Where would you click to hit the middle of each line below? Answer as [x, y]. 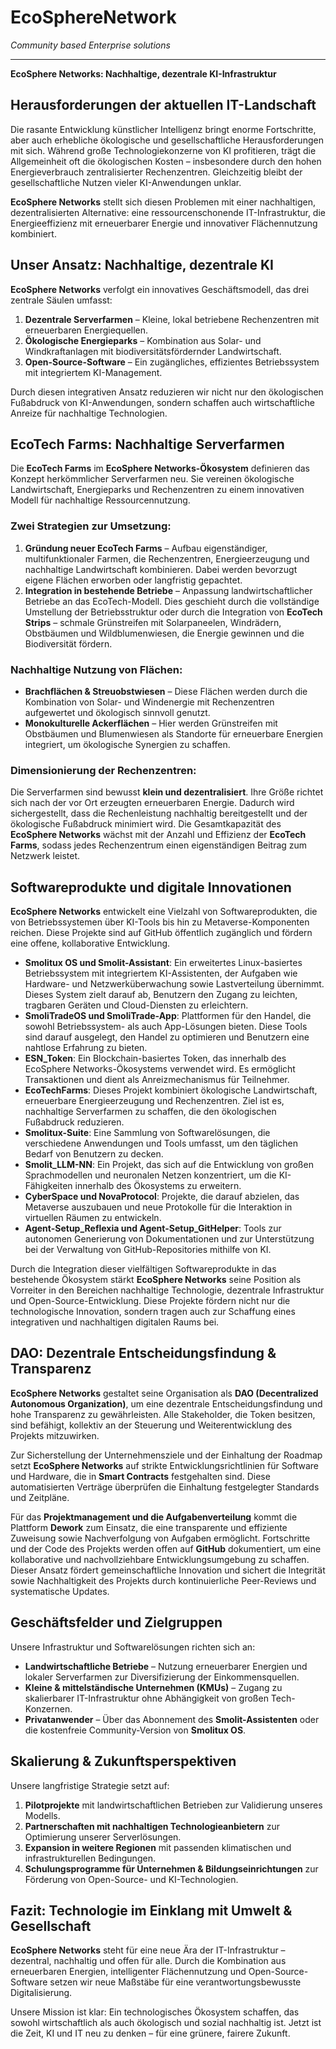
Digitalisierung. [41, 1993]
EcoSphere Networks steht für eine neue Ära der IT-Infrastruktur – [148, 1950]
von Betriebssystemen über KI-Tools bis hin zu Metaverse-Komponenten [160, 922]
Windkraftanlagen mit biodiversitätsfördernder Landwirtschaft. [153, 351]
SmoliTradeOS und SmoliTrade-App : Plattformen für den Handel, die [168, 1016]
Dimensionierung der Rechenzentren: [103, 770]
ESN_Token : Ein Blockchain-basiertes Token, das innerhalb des [155, 1058]
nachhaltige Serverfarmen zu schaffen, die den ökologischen [150, 1112]
